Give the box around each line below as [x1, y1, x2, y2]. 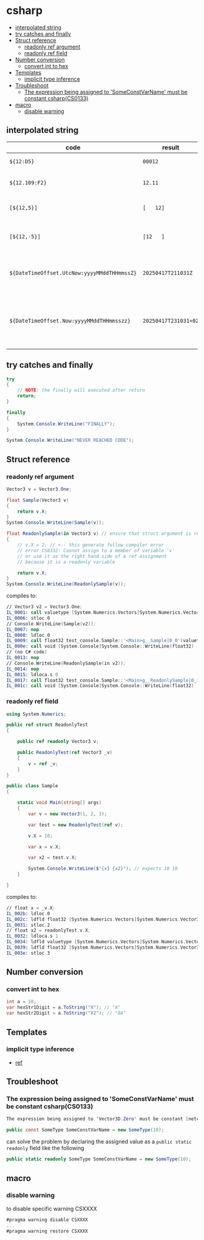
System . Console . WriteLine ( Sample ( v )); [6, 520, 104, 526]
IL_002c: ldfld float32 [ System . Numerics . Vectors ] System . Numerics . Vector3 [6, 916, 200, 923]
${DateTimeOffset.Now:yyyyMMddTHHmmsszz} [9, 317, 131, 324]
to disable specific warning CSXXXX [6, 1205, 97, 1212]
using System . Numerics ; [6, 711, 67, 717]
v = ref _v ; [28, 761, 59, 767]
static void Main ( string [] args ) [17, 799, 102, 806]
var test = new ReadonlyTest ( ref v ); [28, 822, 123, 828]
